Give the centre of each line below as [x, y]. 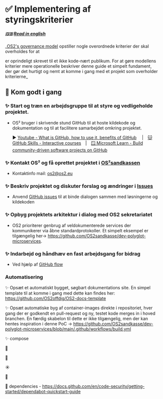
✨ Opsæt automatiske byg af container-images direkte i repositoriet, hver [79, 308]
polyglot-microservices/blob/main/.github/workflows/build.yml [68, 329]
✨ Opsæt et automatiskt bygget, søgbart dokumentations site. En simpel [78, 288]
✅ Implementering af [48, 9]
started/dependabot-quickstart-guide [43, 392]
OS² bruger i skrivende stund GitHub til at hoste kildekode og [74, 123]
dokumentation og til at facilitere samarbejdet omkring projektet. [77, 128]
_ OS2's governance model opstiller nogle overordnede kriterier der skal [77, 46]
